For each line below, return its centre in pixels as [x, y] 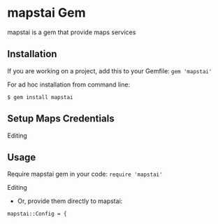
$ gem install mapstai [40, 97]
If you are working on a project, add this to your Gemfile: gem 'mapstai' [110, 70]
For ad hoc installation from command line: [69, 84]
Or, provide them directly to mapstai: [70, 201]
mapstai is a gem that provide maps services [72, 32]
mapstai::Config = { [37, 214]
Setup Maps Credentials [61, 119]
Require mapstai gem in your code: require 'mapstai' [85, 174]
